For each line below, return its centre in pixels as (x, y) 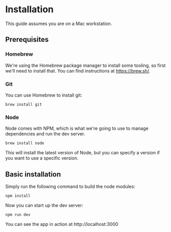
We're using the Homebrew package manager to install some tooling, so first (85, 65)
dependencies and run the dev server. (45, 134)
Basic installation (33, 174)
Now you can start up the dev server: (44, 205)
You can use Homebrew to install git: (44, 95)
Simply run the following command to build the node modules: (70, 187)
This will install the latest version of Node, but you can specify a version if (83, 153)
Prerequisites (27, 40)
